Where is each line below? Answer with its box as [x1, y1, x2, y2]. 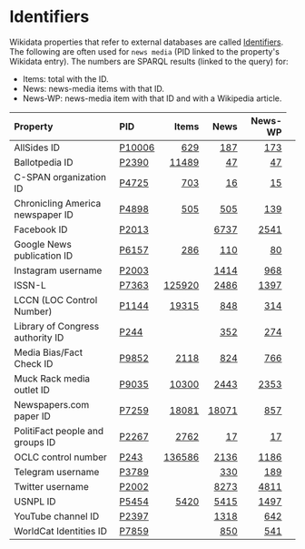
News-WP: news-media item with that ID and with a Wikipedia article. [22, 93, 282, 104]
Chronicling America [14, 197, 102, 209]
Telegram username [14, 465, 100, 478]
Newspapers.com [14, 398, 90, 411]
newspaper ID [14, 208, 74, 220]
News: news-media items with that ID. [22, 83, 165, 94]
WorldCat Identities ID [14, 524, 107, 537]
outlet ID [14, 383, 50, 396]
